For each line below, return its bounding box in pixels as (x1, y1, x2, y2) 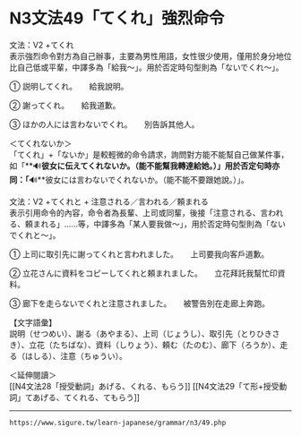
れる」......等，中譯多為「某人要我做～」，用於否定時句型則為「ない (39, 218, 287, 229)
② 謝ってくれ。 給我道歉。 (9, 99, 121, 110)
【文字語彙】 (9, 317, 56, 328)
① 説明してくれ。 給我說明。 (9, 81, 129, 91)
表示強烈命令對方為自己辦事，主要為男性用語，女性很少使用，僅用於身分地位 (9, 50, 292, 61)
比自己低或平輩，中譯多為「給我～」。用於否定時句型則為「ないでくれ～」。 (9, 62, 284, 73)
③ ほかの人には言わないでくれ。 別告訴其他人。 (9, 118, 200, 130)
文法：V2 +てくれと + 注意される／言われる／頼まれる (9, 196, 209, 207)
